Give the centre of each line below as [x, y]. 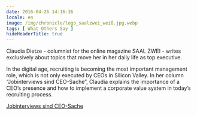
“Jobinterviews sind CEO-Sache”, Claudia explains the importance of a [93, 82]
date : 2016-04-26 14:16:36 [40, 12]
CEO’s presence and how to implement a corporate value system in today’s [99, 88]
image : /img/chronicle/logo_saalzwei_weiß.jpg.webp [72, 23]
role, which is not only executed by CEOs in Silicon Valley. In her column [95, 75]
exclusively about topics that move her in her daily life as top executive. [94, 57]
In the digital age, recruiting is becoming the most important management [97, 69]
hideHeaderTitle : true [34, 34]
